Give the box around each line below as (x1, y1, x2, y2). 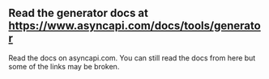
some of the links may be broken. (8, 61, 120, 71)
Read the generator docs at (8, 6, 148, 20)
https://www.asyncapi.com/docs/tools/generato (8, 19, 261, 33)
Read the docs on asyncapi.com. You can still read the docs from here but (8, 52, 256, 63)
